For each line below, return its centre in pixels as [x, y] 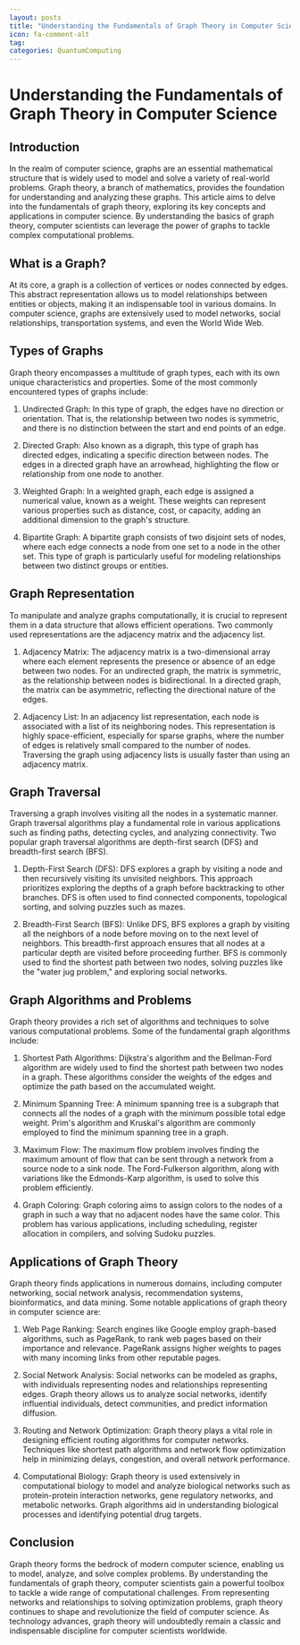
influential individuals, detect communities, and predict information [145, 1403]
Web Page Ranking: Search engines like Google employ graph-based [149, 1329]
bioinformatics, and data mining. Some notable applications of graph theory [148, 1302]
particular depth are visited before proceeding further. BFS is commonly [154, 953]
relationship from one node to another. [93, 473]
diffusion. [40, 1413]
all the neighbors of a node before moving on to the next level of [140, 934]
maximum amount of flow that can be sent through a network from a [148, 1159]
